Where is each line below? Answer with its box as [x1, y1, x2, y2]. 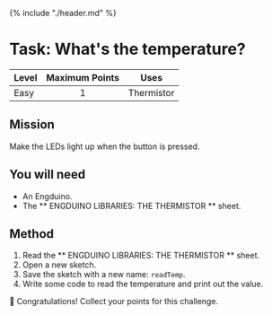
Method [9, 226, 55, 241]
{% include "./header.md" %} [9, 8, 117, 18]
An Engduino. [22, 190, 73, 201]
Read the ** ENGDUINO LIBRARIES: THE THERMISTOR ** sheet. [22, 250, 260, 261]
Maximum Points [46, 71, 119, 83]
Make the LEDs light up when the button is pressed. [9, 141, 200, 152]
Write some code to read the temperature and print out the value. [22, 278, 264, 290]
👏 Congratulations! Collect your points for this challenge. [9, 296, 218, 307]
